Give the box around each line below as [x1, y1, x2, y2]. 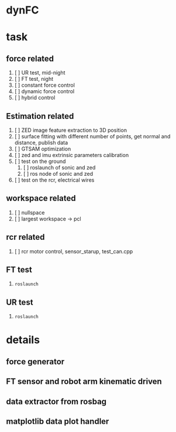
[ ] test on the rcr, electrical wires [14, 176, 95, 183]
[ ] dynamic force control [14, 88, 75, 95]
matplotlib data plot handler [6, 417, 109, 426]
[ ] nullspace [14, 209, 45, 216]
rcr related [6, 232, 45, 242]
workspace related [6, 193, 76, 203]
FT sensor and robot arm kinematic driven [6, 376, 162, 387]
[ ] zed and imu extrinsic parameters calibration [14, 152, 129, 158]
